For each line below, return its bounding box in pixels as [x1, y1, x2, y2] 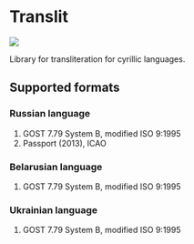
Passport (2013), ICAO [22, 137, 107, 148]
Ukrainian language [9, 203, 98, 216]
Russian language [9, 107, 91, 120]
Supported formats [9, 80, 120, 96]
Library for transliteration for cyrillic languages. [9, 53, 186, 65]
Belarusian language [9, 160, 103, 173]
